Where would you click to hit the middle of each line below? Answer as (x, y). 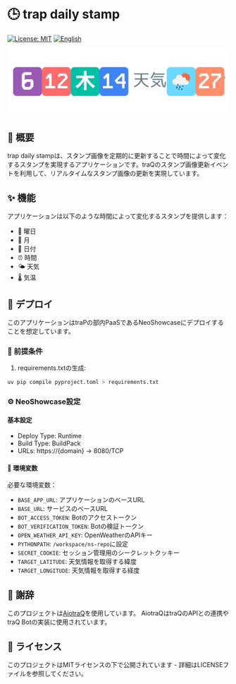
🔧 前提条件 (25, 351)
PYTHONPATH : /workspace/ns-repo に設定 (73, 544)
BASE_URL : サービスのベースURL (62, 509)
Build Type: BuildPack (49, 443)
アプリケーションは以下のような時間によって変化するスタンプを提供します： (118, 216)
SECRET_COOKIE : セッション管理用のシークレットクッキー (98, 553)
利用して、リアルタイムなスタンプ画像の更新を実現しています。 (111, 174)
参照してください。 (60, 674)
